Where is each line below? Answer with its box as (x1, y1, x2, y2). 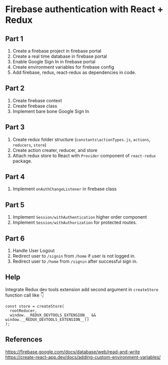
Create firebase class (12, 103, 57, 109)
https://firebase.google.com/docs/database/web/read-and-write (5, 348, 140, 355)
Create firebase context (12, 97, 62, 103)
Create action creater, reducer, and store (12, 147, 98, 153)
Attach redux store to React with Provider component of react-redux (12, 152, 156, 158)
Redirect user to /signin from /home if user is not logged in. (12, 253, 136, 259)
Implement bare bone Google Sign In (12, 108, 90, 114)
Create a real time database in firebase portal (12, 53, 107, 59)
